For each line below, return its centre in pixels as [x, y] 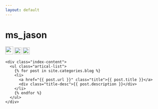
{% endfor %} [28, 93]
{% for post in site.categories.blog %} [57, 71]
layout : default [22, 10]
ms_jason [26, 35]
